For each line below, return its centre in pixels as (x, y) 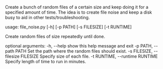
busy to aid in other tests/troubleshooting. (47, 17)
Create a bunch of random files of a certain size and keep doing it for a (77, 7)
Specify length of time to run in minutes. (46, 61)
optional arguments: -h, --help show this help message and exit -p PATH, (79, 46)
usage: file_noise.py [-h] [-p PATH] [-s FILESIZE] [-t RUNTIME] (68, 27)
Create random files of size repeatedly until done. (55, 36)
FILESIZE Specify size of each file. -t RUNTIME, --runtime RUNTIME (89, 56)
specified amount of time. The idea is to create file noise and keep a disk (79, 12)
